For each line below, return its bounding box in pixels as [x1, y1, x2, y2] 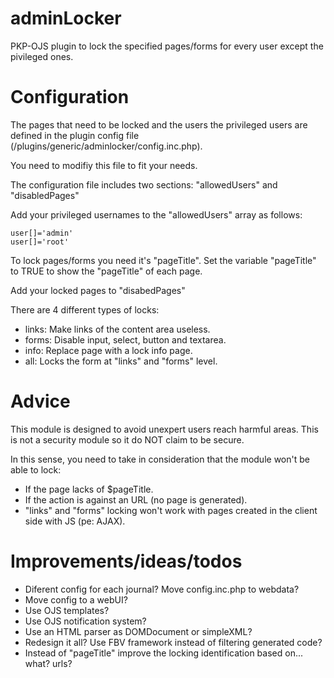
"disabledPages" [10, 189, 80, 201]
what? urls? [24, 657, 73, 669]
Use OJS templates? [24, 604, 110, 616]
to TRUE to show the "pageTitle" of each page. [10, 265, 203, 277]
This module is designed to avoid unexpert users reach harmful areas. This [10, 423, 319, 435]
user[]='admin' [10, 228, 74, 238]
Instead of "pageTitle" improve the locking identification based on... [24, 647, 304, 659]
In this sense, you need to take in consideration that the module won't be [10, 453, 310, 465]
